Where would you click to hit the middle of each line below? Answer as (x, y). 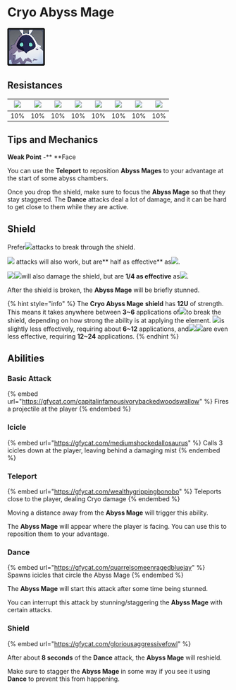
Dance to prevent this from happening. (63, 679)
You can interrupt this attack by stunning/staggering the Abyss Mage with (115, 602)
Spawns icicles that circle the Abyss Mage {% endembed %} (96, 575)
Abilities (26, 359)
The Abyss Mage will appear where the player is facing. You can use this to (117, 526)
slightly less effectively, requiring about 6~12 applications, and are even (118, 329)
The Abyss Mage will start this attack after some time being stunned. (108, 589)
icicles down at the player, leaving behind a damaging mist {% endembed (114, 450)
